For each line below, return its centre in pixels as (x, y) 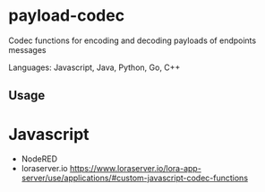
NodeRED (39, 159)
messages (27, 49)
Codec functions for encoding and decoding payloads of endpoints (132, 40)
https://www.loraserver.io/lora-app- (136, 169)
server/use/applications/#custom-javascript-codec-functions (134, 178)
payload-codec (67, 16)
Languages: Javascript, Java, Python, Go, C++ (94, 67)
